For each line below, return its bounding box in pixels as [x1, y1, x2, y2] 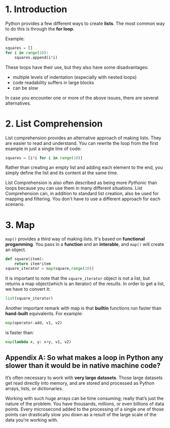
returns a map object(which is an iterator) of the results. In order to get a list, [5, 281, 165, 287]
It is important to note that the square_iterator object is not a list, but [5, 275, 150, 281]
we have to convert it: [5, 286, 51, 292]
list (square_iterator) [5, 296, 53, 301]
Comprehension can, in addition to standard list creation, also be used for [5, 191, 159, 197]
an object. [5, 247, 26, 253]
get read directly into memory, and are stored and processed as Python [5, 380, 155, 386]
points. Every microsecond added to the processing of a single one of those [5, 406, 164, 412]
